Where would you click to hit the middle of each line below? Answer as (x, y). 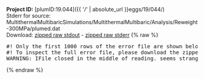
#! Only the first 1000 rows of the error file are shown (94, 46)
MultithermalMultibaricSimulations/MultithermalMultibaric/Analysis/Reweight (102, 22)
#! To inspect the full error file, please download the (93, 52)
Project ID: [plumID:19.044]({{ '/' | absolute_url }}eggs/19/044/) (86, 9)
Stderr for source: (29, 16)
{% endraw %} (25, 70)
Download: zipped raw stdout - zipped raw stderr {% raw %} (83, 35)
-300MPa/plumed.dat (33, 28)
